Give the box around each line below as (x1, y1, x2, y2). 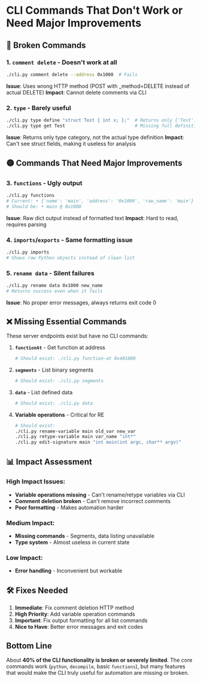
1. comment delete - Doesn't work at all (6, 58, 118, 66)
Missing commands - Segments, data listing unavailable (14, 532, 154, 540)
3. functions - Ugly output (6, 179, 83, 187)
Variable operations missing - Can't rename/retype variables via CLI (14, 491, 185, 498)
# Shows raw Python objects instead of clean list (6, 255, 135, 261)
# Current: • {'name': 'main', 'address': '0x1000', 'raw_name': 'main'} (6, 198, 194, 204)
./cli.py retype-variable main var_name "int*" (14, 434, 136, 440)
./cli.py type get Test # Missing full (6, 123, 172, 129)
